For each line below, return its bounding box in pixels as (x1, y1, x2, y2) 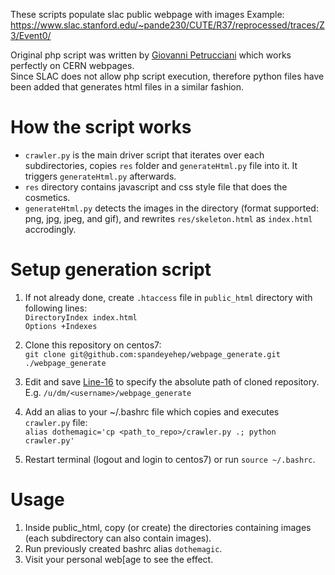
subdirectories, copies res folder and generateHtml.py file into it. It (24, 159, 298, 171)
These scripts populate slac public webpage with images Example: (10, 9, 285, 20)
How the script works (10, 116, 192, 139)
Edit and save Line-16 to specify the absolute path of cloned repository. (24, 375, 320, 388)
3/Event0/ (10, 30, 52, 41)
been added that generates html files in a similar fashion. (10, 81, 245, 93)
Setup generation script (10, 259, 212, 281)
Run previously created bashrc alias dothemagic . (24, 542, 223, 554)
